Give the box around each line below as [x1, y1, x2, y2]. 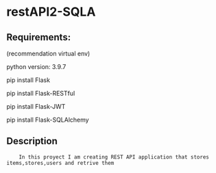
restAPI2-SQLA [6, 4, 96, 20]
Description [6, 135, 58, 147]
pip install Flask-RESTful [6, 90, 75, 97]
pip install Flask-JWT [6, 103, 66, 110]
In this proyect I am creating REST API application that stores [19, 153, 210, 161]
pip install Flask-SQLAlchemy [6, 116, 90, 124]
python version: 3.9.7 [6, 63, 67, 70]
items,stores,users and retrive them [6, 159, 115, 166]
